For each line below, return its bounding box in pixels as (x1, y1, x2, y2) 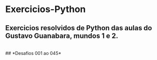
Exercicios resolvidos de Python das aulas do (5, 24, 152, 32)
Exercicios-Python (5, 4, 86, 15)
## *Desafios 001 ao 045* (5, 50, 62, 56)
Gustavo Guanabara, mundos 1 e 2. (5, 31, 118, 40)
